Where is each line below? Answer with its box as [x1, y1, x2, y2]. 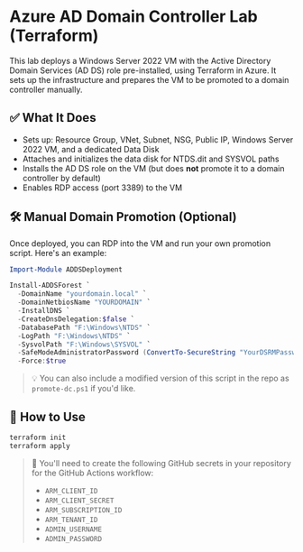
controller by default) [22, 172, 101, 183]
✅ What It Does [9, 110, 96, 125]
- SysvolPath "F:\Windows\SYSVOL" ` [17, 340, 151, 349]
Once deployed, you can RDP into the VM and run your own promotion [9, 237, 271, 249]
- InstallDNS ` [17, 307, 70, 316]
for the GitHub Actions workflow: [31, 467, 154, 478]
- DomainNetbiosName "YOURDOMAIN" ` [17, 298, 151, 308]
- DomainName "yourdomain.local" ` [17, 290, 147, 299]
